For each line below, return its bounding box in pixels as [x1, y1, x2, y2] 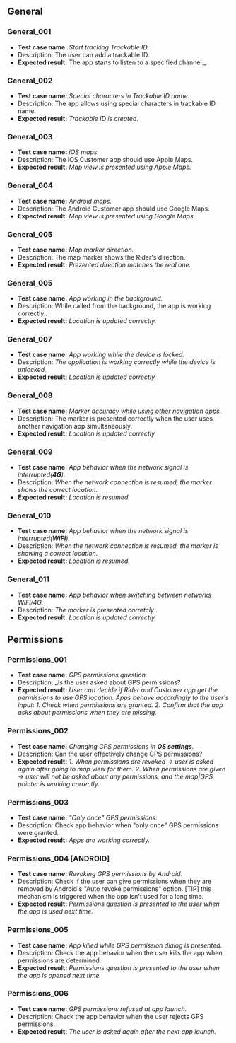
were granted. [17, 828, 59, 837]
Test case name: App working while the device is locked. [17, 350, 185, 359]
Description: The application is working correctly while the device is [17, 358, 216, 366]
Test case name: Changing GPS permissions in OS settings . [17, 742, 194, 750]
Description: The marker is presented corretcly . [17, 605, 158, 614]
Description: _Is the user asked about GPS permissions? [17, 678, 181, 687]
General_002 [7, 76, 53, 86]
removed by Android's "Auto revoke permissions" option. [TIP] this [17, 885, 212, 893]
